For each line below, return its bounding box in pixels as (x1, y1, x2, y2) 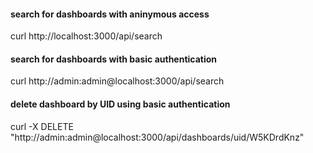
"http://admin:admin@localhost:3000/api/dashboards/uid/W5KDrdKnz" (10, 131, 305, 143)
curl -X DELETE (10, 120, 74, 132)
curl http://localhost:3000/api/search (10, 30, 163, 42)
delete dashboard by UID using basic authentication (10, 98, 231, 110)
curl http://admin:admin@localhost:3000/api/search (10, 75, 225, 87)
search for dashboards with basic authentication (10, 53, 218, 65)
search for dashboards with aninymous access (10, 8, 210, 20)
